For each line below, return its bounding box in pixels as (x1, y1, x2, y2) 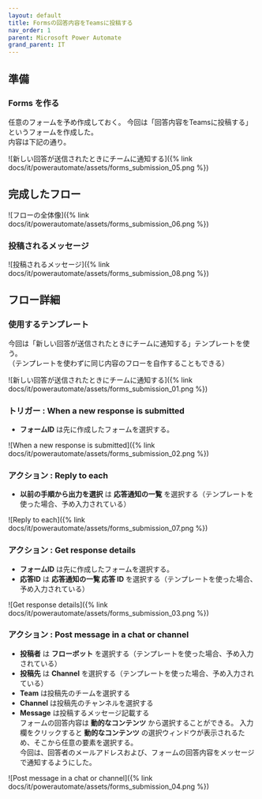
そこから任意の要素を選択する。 (33, 737, 138, 747)
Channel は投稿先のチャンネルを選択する (19, 698, 154, 707)
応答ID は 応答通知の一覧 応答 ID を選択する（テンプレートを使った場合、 (19, 574, 257, 583)
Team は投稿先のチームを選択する (19, 688, 130, 698)
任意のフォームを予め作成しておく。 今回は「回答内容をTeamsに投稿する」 (8, 117, 253, 126)
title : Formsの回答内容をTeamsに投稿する (8, 19, 133, 27)
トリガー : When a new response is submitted (8, 405, 185, 416)
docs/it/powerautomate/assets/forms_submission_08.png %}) (8, 268, 209, 277)
